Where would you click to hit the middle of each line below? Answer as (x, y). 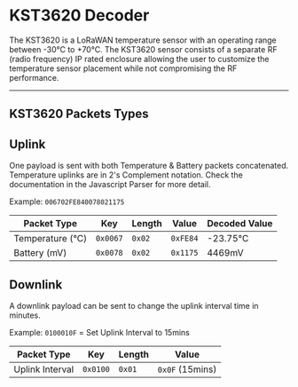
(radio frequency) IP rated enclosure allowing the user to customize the (139, 59)
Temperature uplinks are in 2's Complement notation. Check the (126, 175)
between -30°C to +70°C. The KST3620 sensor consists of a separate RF (143, 49)
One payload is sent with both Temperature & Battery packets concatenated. (149, 166)
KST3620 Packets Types (79, 114)
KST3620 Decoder (79, 16)
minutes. (25, 315)
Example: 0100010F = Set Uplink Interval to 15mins (100, 332)
